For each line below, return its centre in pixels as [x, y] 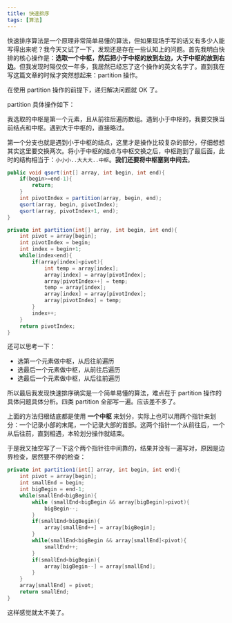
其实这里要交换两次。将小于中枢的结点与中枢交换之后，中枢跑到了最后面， [113, 151]
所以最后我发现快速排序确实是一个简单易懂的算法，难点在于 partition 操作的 [115, 393]
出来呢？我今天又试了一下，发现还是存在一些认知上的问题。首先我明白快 [122, 49]
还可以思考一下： [31, 346]
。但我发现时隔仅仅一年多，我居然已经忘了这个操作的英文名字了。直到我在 [119, 66]
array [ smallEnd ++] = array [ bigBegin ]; [100, 528]
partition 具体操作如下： [41, 104]
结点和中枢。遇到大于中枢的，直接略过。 [70, 128]
